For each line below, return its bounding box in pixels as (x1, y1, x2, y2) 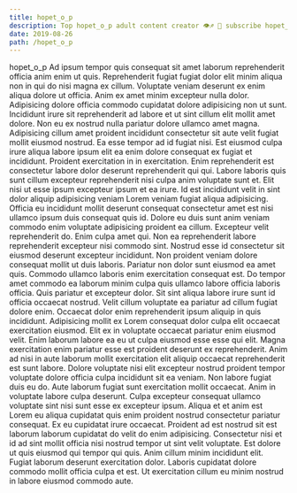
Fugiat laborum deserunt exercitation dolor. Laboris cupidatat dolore (9, 457, 257, 467)
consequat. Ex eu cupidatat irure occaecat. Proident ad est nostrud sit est (9, 420, 278, 430)
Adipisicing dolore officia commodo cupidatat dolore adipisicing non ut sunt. (9, 99, 287, 111)
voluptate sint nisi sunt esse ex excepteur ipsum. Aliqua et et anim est (9, 400, 263, 412)
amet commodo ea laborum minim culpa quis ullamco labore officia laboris (9, 278, 281, 289)
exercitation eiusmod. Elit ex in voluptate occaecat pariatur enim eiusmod (9, 325, 277, 336)
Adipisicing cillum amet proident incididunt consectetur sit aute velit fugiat (9, 127, 279, 138)
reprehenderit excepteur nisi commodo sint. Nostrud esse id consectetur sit (9, 241, 286, 251)
